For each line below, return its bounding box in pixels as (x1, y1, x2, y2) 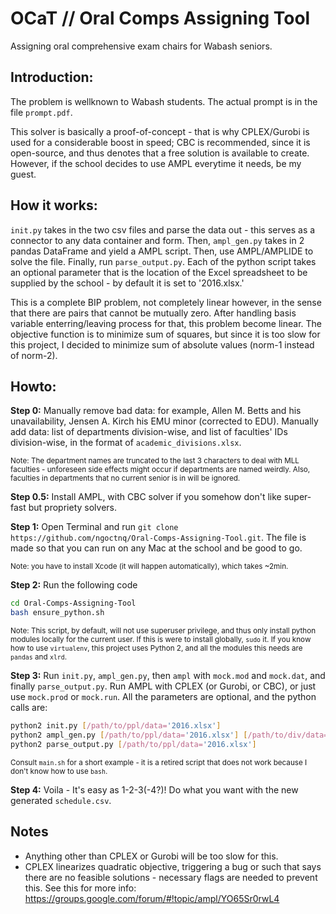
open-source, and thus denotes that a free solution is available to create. (10, 147, 310, 159)
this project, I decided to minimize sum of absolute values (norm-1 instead (10, 338, 315, 351)
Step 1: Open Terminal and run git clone (10, 521, 179, 533)
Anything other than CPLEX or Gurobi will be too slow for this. (24, 850, 279, 862)
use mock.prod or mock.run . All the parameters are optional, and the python (10, 691, 317, 703)
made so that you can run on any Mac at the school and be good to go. (10, 542, 303, 554)
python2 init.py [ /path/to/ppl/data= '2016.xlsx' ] (10, 721, 222, 731)
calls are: (10, 702, 48, 714)
